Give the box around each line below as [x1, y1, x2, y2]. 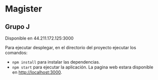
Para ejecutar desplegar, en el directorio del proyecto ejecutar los [5, 45, 136, 50]
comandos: [5, 50, 28, 55]
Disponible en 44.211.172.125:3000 [5, 35, 74, 41]
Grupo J [5, 23, 30, 31]
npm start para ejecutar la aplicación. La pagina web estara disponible [12, 64, 154, 70]
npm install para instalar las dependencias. [12, 59, 101, 65]
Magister [5, 3, 42, 14]
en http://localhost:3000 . [12, 69, 62, 75]
